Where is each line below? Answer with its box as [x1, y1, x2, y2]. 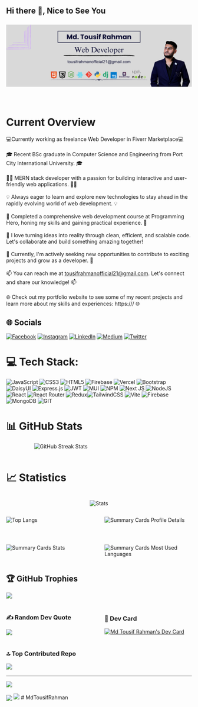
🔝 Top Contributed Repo [6, 650, 77, 658]
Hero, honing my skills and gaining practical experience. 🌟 [6, 219, 147, 226]
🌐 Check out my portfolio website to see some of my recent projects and [6, 293, 183, 301]
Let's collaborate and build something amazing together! [6, 238, 143, 245]
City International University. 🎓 [6, 159, 83, 166]
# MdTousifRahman [20, 693, 68, 701]
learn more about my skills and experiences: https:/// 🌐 [6, 300, 140, 307]
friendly [6, 180, 25, 188]
